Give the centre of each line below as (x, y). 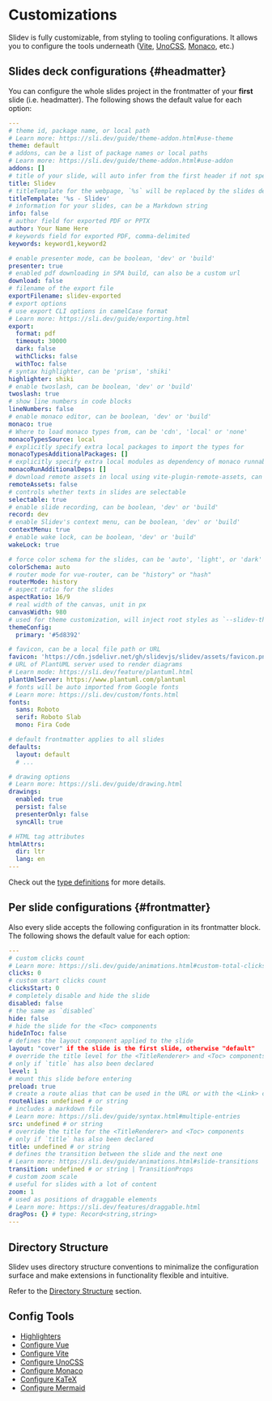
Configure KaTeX (48, 1379)
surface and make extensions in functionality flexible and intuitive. (119, 1275)
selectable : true (38, 499)
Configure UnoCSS (52, 1362)
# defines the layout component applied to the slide (101, 1041)
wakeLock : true (34, 545)
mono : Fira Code (43, 725)
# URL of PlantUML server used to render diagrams (96, 665)
